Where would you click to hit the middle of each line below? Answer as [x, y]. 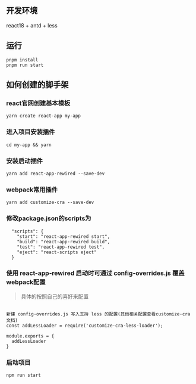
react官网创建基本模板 [38, 103]
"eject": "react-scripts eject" [57, 252]
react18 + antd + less [32, 25]
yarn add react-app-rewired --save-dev [56, 174]
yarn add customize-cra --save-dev [50, 202]
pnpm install [22, 60]
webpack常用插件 [32, 190]
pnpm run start [25, 65]
